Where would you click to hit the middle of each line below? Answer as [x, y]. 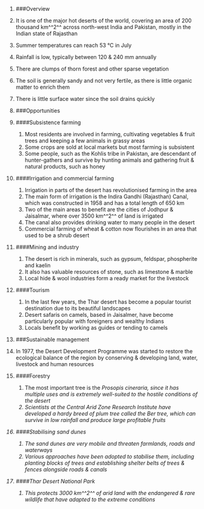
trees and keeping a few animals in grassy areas [85, 140]
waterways [39, 450]
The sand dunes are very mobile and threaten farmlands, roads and [110, 444]
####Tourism [33, 290]
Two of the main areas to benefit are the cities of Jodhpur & [99, 209]
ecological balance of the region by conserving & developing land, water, [107, 358]
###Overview [33, 9]
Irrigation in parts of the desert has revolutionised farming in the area [111, 190]
